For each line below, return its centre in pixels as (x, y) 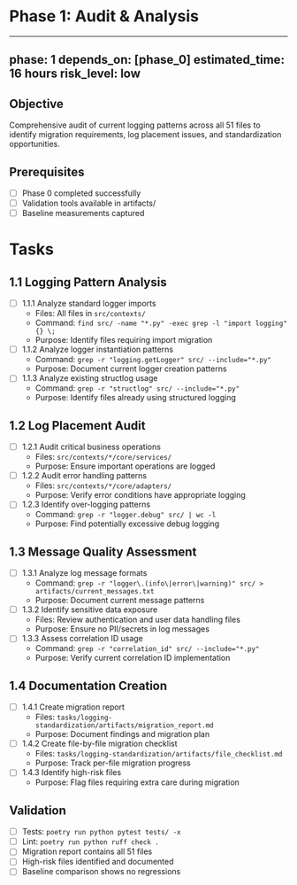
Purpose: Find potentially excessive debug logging (127, 524)
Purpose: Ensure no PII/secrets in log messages (122, 629)
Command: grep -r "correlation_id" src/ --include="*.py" (147, 648)
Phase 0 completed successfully (81, 193)
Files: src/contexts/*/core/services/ (103, 457)
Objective (37, 104)
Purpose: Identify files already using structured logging (136, 398)
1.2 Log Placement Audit (77, 426)
